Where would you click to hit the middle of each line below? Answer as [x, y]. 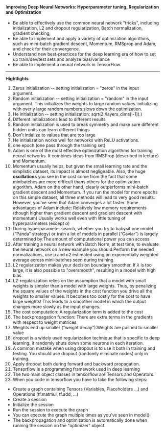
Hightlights [17, 79]
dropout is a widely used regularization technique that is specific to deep [86, 338]
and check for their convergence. [46, 49]
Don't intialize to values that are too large [54, 135]
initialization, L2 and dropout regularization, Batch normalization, [78, 28]
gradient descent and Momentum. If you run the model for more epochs [85, 192]
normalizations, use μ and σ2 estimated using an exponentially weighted [85, 255]
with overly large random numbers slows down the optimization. [77, 109]
